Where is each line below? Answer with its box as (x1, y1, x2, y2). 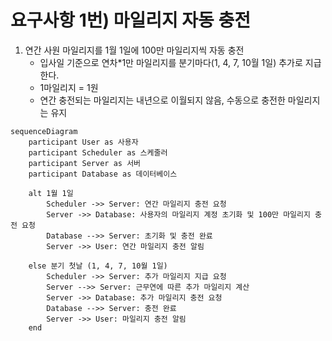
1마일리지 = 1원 (39, 81, 99, 93)
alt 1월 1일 (28, 188, 74, 198)
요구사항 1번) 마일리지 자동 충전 (10, 9, 252, 32)
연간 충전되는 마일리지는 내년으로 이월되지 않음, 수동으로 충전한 (39, 94, 286, 106)
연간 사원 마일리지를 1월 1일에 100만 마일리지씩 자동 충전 (24, 44, 245, 56)
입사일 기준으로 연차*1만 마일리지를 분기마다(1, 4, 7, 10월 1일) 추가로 (39, 56, 303, 68)
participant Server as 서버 (28, 158, 142, 168)
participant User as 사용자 (28, 137, 139, 147)
